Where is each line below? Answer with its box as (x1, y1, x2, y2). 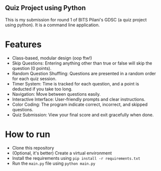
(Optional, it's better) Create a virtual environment (12, 150, 112, 156)
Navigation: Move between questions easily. (12, 91, 101, 97)
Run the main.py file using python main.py (12, 160, 96, 166)
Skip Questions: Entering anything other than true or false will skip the (12, 60, 152, 66)
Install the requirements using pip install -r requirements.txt (12, 155, 141, 161)
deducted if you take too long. (12, 86, 73, 92)
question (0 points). (12, 65, 52, 71)
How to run (5, 129, 51, 140)
